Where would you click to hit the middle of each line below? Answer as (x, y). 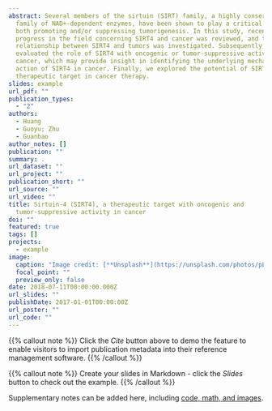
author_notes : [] (38, 144)
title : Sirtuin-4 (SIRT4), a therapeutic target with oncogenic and (126, 204)
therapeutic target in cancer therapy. (83, 76)
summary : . (27, 159)
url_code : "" (30, 317)
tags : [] (23, 235)
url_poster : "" (34, 310)
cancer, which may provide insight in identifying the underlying (130, 62)
